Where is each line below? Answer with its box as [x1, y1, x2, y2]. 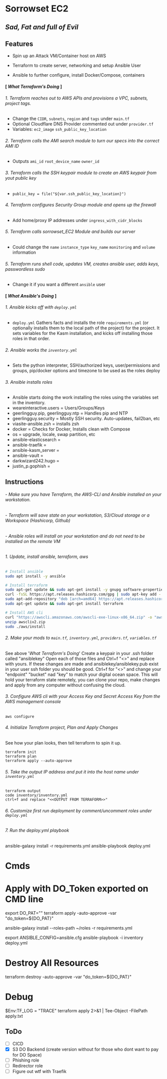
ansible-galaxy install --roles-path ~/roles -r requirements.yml [5, 925, 133, 931]
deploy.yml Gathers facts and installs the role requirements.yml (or [12, 320, 149, 325]
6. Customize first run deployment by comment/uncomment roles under [5, 807, 152, 814]
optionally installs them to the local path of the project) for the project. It [12, 325, 160, 331]
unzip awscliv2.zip [5, 619, 46, 625]
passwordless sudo [5, 266, 45, 272]
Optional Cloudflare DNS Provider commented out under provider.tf [12, 121, 154, 127]
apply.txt [5, 1013, 23, 1019]
